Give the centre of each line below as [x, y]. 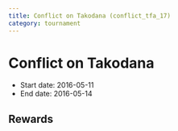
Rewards [31, 119]
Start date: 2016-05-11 [57, 85]
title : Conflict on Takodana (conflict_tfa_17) [90, 16]
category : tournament [45, 23]
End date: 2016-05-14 [56, 94]
